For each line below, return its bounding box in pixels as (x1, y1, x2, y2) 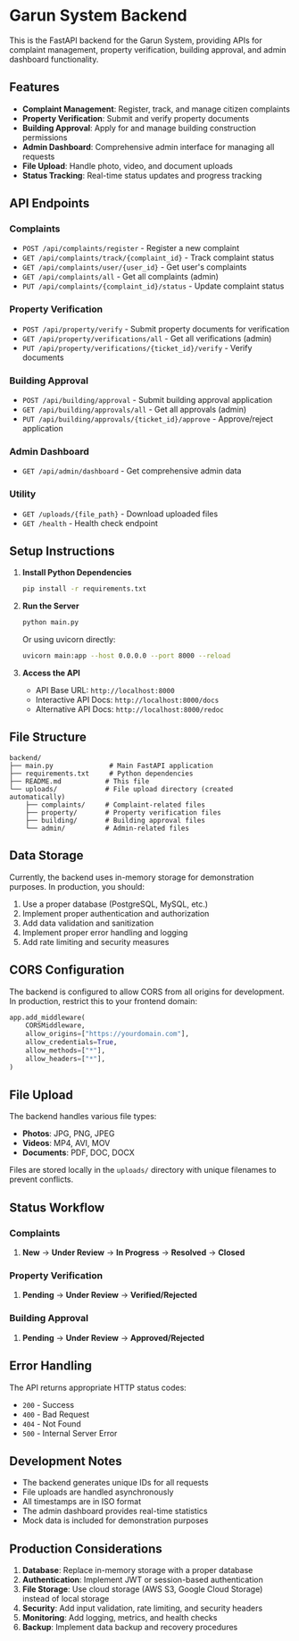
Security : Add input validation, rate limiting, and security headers (21, 1603, 263, 1613)
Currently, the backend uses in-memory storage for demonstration (9, 872, 254, 883)
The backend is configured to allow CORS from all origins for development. (9, 986, 286, 997)
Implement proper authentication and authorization (21, 908, 210, 918)
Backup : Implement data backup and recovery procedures (21, 1622, 238, 1633)
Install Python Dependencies (21, 567, 132, 578)
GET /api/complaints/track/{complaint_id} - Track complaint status (21, 252, 275, 264)
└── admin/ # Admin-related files (25, 824, 190, 833)
